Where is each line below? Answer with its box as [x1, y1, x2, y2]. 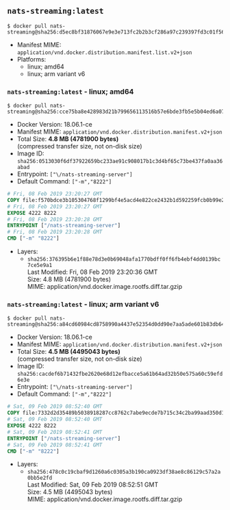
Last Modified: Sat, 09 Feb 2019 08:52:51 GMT [27, 481, 159, 489]
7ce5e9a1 [27, 262, 53, 269]
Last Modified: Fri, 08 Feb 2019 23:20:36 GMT [27, 268, 158, 277]
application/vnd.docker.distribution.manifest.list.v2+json [16, 49, 192, 56]
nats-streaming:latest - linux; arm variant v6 [7, 300, 159, 309]
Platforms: [16, 55, 47, 63]
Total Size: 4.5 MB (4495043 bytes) [16, 348, 121, 356]
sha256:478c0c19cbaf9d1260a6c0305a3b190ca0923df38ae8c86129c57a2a [27, 469, 221, 476]
